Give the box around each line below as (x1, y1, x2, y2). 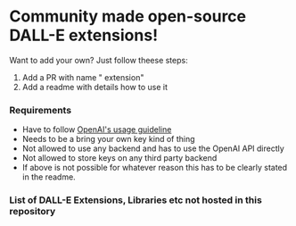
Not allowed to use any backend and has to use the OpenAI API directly (21, 143, 285, 154)
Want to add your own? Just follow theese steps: (9, 54, 189, 65)
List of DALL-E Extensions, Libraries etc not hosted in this (9, 194, 263, 206)
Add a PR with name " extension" (21, 71, 144, 82)
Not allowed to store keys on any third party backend (21, 153, 218, 163)
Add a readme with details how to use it (21, 81, 168, 92)
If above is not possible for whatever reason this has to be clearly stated (21, 163, 288, 173)
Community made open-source (9, 6, 247, 27)
